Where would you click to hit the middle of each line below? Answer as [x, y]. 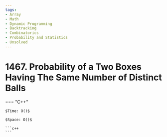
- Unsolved [16, 42]
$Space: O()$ [19, 120]
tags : [11, 10]
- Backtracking [21, 28]
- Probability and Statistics [37, 38]
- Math [12, 19]
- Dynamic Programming [29, 24]
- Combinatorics [22, 33]
